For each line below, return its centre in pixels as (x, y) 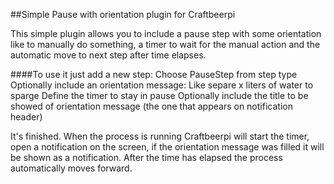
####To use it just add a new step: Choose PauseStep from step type (154, 74)
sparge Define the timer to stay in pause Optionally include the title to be (159, 95)
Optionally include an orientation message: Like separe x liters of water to (162, 85)
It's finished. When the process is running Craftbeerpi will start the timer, (160, 136)
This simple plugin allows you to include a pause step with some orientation (166, 33)
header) (26, 117)
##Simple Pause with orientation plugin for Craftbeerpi (123, 14)
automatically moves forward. (71, 168)
